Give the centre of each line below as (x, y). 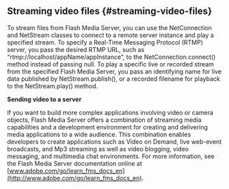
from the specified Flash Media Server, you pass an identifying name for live (114, 71)
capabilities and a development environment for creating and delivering (108, 127)
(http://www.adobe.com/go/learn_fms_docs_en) (75, 178)
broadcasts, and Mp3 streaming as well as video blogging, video (98, 149)
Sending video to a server (44, 99)
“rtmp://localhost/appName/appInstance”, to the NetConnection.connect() (111, 57)
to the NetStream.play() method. (53, 86)
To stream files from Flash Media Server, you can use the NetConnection (109, 27)
